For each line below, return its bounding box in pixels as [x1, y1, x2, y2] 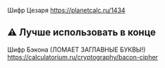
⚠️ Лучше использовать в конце [7, 26, 157, 38]
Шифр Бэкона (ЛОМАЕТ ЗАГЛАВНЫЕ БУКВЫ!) [7, 45, 146, 54]
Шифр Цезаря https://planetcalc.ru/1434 [7, 6, 126, 14]
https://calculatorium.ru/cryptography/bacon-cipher [7, 52, 159, 61]
